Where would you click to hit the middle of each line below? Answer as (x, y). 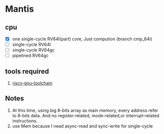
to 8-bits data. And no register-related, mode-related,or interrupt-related (86, 115)
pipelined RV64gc (30, 55)
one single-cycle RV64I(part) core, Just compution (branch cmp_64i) (82, 39)
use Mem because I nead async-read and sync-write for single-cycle (82, 126)
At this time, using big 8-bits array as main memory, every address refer (85, 110)
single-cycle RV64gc (33, 50)
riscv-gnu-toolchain (32, 83)
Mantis (20, 9)
